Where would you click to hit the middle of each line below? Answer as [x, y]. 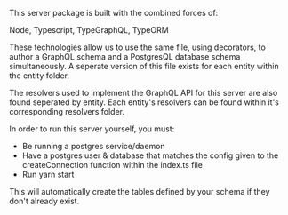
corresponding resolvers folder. [67, 111]
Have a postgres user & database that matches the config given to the [150, 155]
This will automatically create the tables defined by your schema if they [140, 191]
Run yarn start [48, 174]
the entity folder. [39, 76]
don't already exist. [44, 201]
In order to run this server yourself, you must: [92, 129]
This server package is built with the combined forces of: [114, 13]
